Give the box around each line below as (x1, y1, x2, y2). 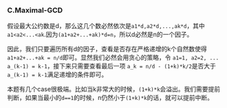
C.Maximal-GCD (7, 5, 63, 15)
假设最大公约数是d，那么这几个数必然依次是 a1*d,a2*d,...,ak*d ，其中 (7, 22, 205, 30)
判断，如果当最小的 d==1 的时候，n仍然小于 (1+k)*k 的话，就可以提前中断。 (7, 94, 214, 102)
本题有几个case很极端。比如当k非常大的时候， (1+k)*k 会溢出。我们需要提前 (7, 85, 221, 94)
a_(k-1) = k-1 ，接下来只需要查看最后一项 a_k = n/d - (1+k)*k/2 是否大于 (7, 62, 217, 70)
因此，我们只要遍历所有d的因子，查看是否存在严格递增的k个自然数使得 (7, 45, 208, 53)
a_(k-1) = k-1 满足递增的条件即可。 (7, 70, 108, 79)
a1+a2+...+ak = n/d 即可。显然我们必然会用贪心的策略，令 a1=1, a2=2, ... (7, 53, 219, 62)
